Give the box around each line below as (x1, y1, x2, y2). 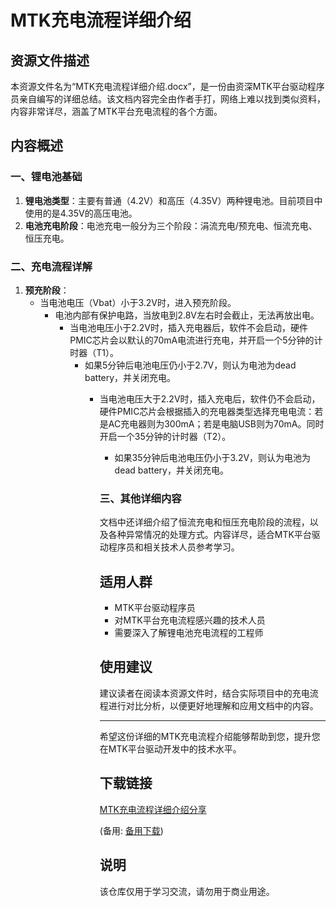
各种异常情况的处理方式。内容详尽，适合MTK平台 (108, 529, 312, 541)
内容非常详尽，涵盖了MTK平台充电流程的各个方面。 (10, 106, 223, 117)
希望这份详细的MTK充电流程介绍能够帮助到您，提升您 (99, 730, 321, 742)
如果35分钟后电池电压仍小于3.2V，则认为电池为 (114, 451, 312, 463)
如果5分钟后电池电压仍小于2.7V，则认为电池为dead (84, 359, 297, 371)
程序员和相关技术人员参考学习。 (108, 541, 240, 553)
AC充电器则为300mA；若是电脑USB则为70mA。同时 (108, 417, 325, 430)
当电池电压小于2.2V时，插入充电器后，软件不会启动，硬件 (69, 321, 308, 333)
